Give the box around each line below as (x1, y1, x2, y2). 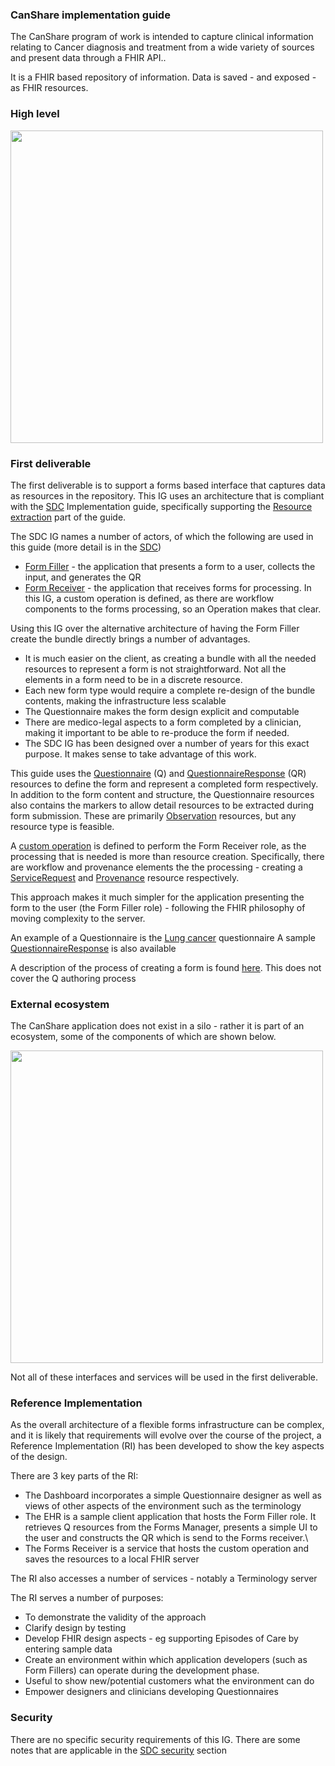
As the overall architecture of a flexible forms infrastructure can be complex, (10, 1419, 325, 1431)
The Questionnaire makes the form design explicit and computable (24, 705, 300, 717)
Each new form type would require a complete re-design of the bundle (24, 684, 316, 696)
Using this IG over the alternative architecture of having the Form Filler (10, 622, 300, 634)
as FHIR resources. (10, 82, 89, 94)
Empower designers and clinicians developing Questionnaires (24, 1686, 279, 1698)
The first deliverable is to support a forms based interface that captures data (10, 479, 326, 491)
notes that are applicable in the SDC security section (10, 1744, 227, 1756)
